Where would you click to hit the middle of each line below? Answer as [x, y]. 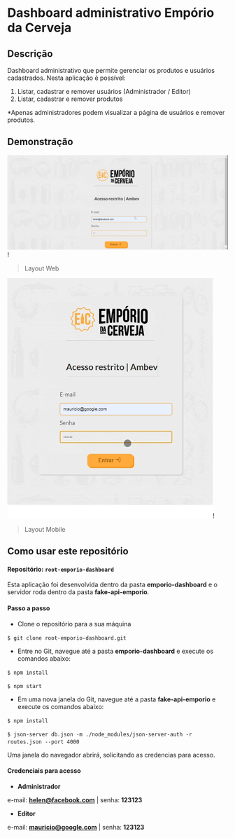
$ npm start [24, 686]
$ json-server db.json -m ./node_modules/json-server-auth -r [100, 734]
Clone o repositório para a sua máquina [74, 624]
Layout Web [42, 268]
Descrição [30, 54]
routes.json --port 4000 [43, 742]
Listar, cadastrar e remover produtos [70, 99]
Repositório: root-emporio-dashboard [60, 569]
